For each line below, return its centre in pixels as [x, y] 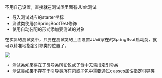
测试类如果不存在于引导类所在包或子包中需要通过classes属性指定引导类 [83, 71]
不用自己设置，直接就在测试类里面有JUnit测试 [51, 7]
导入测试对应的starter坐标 [38, 17]
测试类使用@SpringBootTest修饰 [44, 23]
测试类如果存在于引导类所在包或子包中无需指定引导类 [65, 65]
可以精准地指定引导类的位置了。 [37, 45]
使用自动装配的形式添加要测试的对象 [48, 29]
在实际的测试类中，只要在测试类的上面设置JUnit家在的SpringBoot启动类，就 [81, 39]
